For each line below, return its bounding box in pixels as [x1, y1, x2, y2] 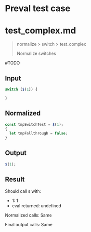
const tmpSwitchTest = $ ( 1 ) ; [5, 122, 64, 127]
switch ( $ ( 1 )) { [5, 87, 38, 92]
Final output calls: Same [5, 221, 53, 227]
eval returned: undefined [12, 202, 62, 209]
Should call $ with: [5, 188, 41, 194]
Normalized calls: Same [5, 212, 52, 218]
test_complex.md [5, 25, 76, 36]
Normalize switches [16, 50, 56, 56]
